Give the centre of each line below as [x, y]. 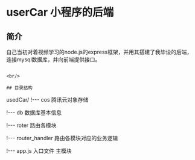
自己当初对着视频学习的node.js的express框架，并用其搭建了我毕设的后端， [99, 52]
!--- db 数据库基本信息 [34, 112]
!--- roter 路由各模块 [31, 125]
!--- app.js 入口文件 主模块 [39, 151]
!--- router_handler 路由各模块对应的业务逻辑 [62, 138]
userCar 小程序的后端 [60, 12]
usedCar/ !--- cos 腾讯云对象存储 [47, 100]
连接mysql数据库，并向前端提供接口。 [53, 60]
